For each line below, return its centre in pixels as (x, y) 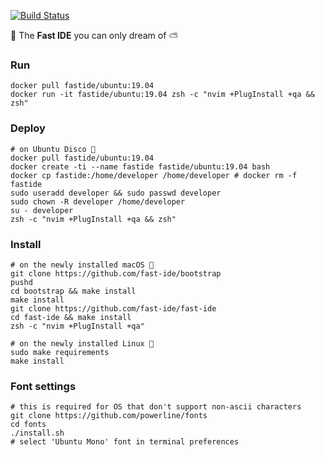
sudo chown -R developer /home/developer (98, 201)
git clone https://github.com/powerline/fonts (109, 416)
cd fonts (28, 425)
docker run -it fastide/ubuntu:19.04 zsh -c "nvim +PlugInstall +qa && (162, 95)
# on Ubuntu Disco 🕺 (53, 149)
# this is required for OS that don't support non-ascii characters (156, 407)
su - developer (42, 210)
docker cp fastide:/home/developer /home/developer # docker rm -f (154, 175)
